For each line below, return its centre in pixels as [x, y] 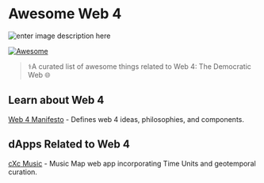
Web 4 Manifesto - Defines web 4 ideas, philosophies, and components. [126, 119]
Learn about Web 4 [56, 100]
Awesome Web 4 [65, 14]
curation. [23, 172]
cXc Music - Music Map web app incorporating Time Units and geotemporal [132, 163]
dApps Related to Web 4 [69, 145]
